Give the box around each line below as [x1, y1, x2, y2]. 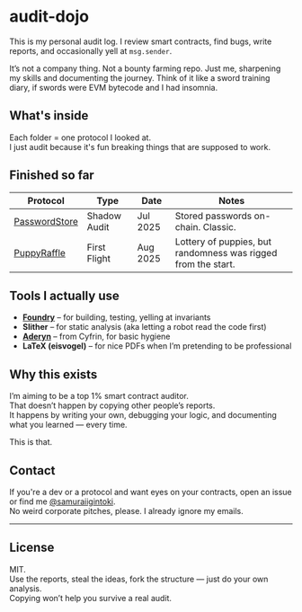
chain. [174, 220, 201, 233]
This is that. [9, 437, 53, 448]
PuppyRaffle [13, 246, 66, 259]
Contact [9, 463, 56, 478]
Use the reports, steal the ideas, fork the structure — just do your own [9, 573, 269, 584]
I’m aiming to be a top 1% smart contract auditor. [9, 391, 189, 402]
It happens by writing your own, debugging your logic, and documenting [9, 410, 277, 421]
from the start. [174, 258, 235, 271]
